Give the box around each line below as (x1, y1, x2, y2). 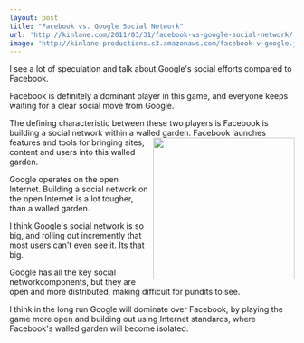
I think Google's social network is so (9, 220, 145, 231)
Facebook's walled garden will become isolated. (9, 323, 189, 334)
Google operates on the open (9, 174, 119, 185)
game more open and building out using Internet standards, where (9, 314, 256, 325)
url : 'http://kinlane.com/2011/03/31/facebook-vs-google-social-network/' (9, 30, 298, 39)
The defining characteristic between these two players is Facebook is (9, 118, 269, 129)
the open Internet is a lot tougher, (9, 193, 134, 204)
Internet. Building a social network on (9, 183, 148, 195)
